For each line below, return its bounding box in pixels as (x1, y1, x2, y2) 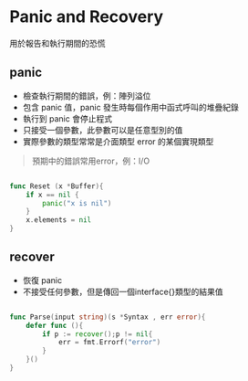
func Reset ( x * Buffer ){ (9, 181, 104, 191)
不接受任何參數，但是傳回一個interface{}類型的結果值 (22, 286, 223, 297)
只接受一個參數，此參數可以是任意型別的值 (22, 124, 183, 135)
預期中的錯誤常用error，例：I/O (31, 155, 150, 166)
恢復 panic (22, 274, 62, 285)
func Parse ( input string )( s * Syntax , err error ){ (9, 312, 206, 322)
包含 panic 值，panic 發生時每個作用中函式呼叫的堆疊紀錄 (22, 101, 240, 112)
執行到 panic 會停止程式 (22, 112, 112, 124)
